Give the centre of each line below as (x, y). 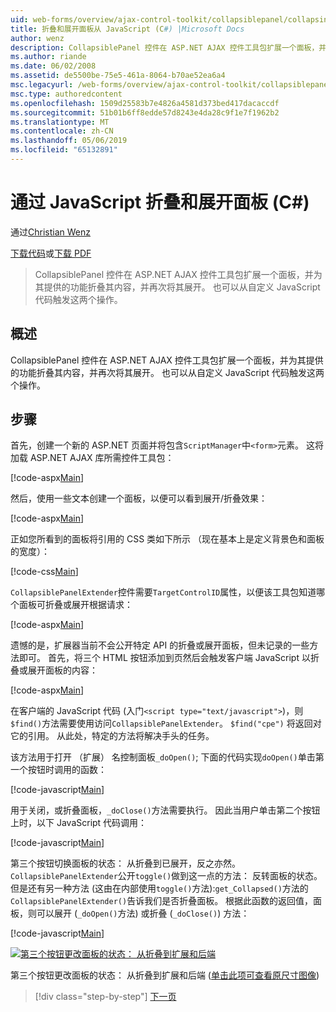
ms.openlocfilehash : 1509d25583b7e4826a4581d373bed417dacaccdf (145, 103)
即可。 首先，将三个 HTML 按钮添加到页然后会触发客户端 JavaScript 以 (164, 658)
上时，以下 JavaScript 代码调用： (79, 823)
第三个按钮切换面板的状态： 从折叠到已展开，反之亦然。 (125, 863)
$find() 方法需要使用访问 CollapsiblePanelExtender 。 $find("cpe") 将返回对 (166, 723)
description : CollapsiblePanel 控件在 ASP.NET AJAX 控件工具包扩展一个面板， (165, 47)
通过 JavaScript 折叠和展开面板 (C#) (160, 202)
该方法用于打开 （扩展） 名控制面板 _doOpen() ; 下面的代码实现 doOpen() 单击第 (167, 757)
